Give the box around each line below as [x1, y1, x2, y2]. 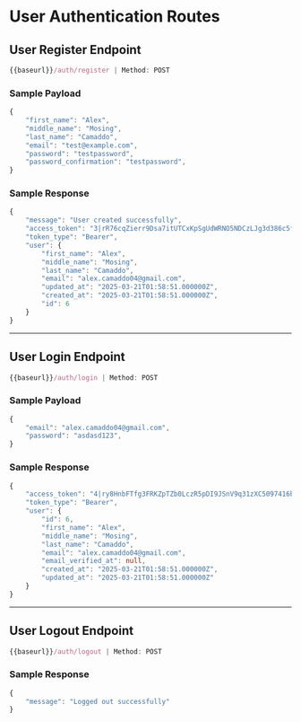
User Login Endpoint [9, 349, 125, 365]
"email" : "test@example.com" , [25, 141, 139, 150]
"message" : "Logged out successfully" [25, 697, 170, 706]
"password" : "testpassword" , [25, 149, 134, 158]
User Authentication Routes [9, 6, 221, 27]
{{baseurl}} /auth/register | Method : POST [9, 66, 170, 75]
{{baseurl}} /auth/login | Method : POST [9, 373, 159, 383]
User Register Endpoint [9, 42, 142, 57]
